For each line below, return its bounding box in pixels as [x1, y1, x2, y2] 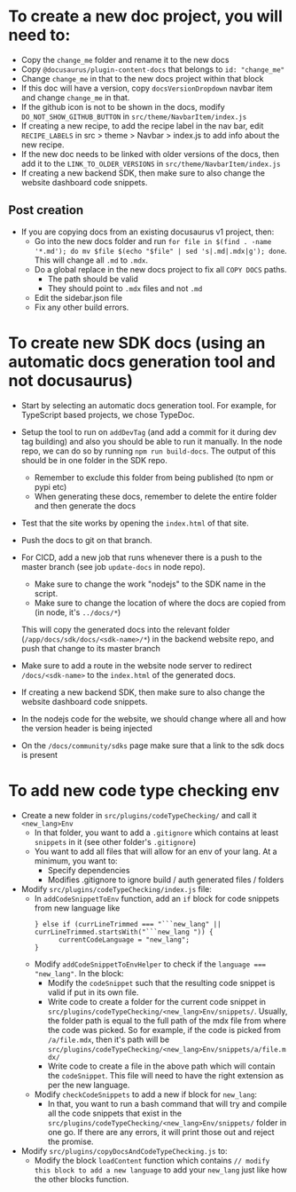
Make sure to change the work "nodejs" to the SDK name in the [34, 579, 267, 589]
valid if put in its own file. [47, 987, 139, 998]
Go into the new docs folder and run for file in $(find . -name [34, 235, 272, 246]
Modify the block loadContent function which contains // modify [34, 1155, 270, 1165]
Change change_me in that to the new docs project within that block [20, 73, 264, 83]
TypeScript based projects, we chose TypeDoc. [20, 409, 196, 420]
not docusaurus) [8, 370, 134, 391]
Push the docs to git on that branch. [20, 534, 152, 545]
